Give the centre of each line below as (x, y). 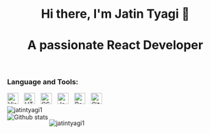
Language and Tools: (43, 82)
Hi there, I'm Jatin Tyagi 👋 (115, 14)
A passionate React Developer (115, 45)
